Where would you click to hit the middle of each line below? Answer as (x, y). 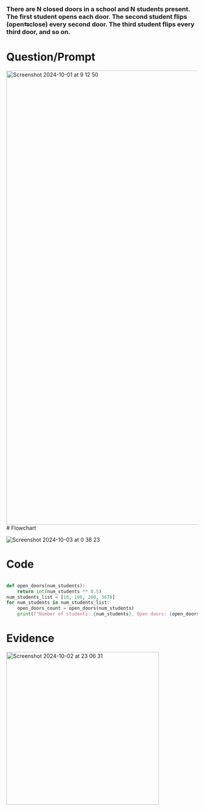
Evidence (30, 639)
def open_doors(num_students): (46, 585)
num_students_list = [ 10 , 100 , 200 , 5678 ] (61, 597)
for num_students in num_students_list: (58, 603)
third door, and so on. (39, 32)
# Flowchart (21, 528)
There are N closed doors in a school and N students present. (98, 9)
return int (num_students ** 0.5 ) (59, 592)
